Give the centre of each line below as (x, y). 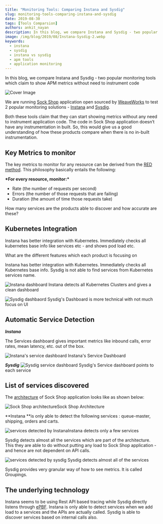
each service (18, 370)
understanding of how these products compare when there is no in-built (77, 132)
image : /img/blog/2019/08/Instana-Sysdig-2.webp (55, 37)
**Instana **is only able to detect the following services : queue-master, (78, 416)
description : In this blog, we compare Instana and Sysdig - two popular (81, 32)
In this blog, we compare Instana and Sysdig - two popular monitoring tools (81, 78)
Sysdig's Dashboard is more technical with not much (100, 299)
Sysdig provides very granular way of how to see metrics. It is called (74, 469)
